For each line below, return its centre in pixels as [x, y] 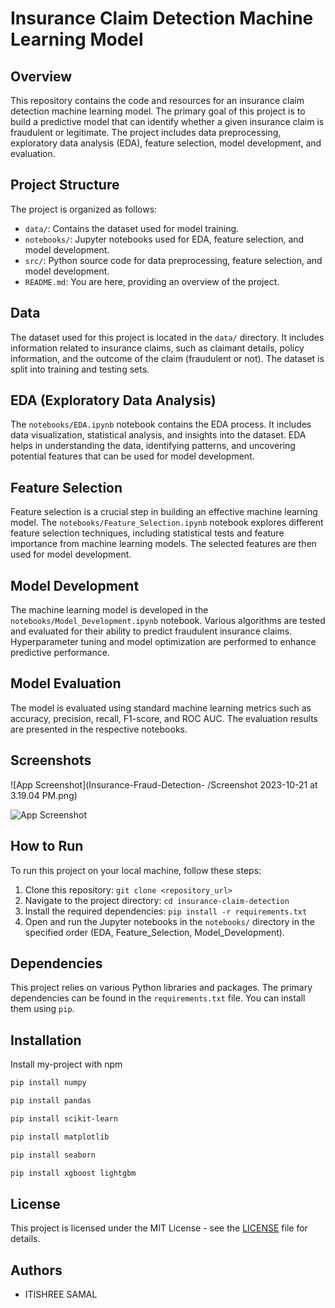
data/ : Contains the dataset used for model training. [132, 228]
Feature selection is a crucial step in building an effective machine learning [164, 512]
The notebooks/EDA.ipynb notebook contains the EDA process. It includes [161, 424]
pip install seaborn [53, 1155]
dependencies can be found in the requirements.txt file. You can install [158, 998]
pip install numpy [48, 1083]
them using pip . [42, 1009]
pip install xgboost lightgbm [73, 1173]
